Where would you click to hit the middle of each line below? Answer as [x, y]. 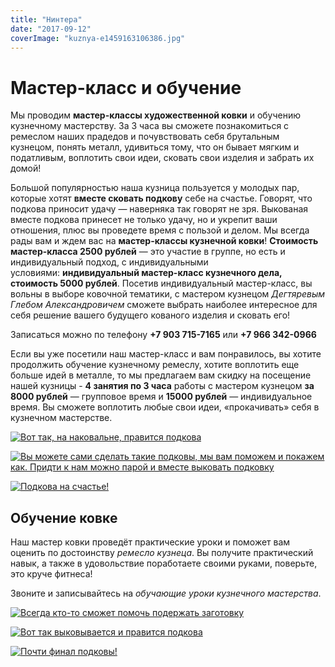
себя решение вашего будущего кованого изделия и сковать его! [150, 315]
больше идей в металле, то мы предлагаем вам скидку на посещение [161, 375]
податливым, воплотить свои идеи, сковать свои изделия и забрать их [162, 158]
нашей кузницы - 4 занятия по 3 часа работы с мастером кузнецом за [162, 386]
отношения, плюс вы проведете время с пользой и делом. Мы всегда [160, 230]
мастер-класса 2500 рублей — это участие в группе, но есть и [148, 252]
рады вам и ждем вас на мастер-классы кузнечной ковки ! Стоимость [164, 241]
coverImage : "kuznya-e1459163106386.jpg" [98, 38]
